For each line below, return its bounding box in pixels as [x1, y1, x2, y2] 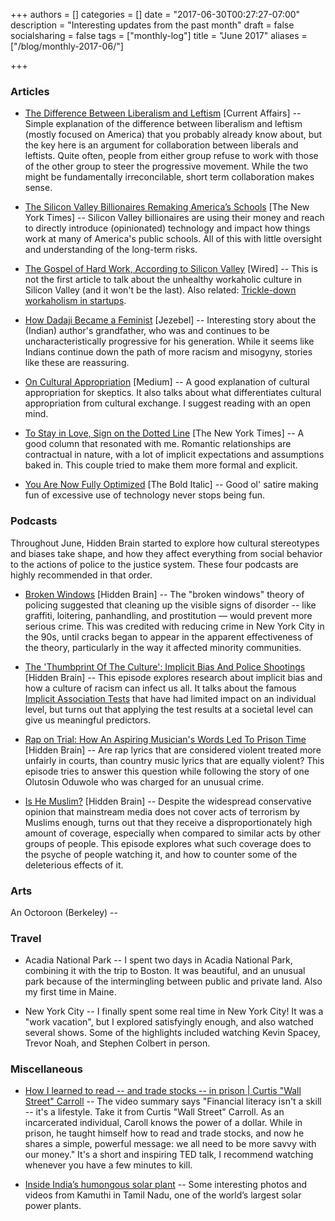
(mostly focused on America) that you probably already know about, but [24, 129, 323, 141]
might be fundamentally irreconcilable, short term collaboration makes [24, 171, 315, 183]
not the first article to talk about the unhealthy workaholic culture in [24, 274, 302, 286]
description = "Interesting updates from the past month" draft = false [10, 19, 295, 31]
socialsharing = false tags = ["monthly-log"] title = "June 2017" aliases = [10, 30, 308, 41]
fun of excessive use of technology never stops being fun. [24, 489, 266, 501]
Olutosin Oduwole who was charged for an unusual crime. [24, 775, 265, 788]
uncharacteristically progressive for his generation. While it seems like [24, 335, 315, 348]
